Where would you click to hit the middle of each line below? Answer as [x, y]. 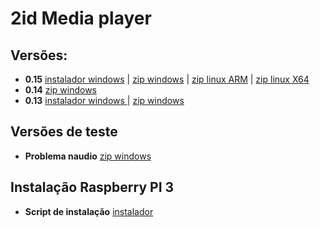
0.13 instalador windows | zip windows [104, 100]
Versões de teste [64, 132]
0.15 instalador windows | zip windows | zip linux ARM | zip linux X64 [167, 79]
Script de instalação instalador [89, 211]
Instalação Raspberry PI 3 [92, 187]
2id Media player [81, 18]
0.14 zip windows [60, 90]
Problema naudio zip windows [88, 156]
